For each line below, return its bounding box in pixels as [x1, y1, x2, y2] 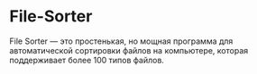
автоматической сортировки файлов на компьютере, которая [9, 45, 249, 55]
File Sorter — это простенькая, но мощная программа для [9, 36, 234, 46]
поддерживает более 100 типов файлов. [9, 54, 165, 65]
